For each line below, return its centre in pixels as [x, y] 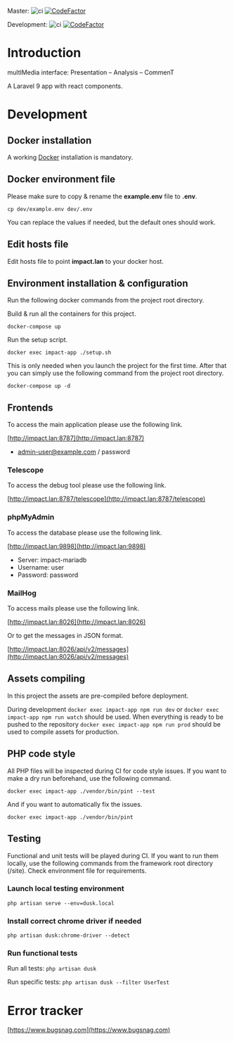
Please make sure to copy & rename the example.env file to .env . [102, 196]
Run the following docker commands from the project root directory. [106, 300]
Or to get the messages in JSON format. [65, 636]
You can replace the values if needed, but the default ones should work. [112, 222]
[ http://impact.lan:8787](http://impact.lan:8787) [76, 438]
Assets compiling [46, 679]
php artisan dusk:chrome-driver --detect [69, 935]
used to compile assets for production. [63, 732]
